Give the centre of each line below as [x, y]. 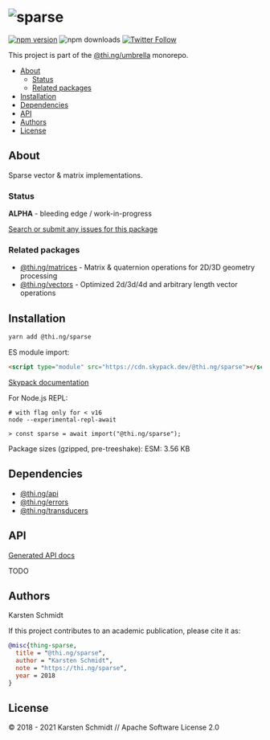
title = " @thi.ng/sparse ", [61, 653]
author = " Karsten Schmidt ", [64, 661]
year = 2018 [36, 676]
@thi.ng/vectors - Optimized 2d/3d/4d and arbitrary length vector [129, 285]
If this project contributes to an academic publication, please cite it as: [125, 631]
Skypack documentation [49, 382]
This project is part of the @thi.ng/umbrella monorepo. [98, 55]
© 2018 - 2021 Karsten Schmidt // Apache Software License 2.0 [114, 727]
